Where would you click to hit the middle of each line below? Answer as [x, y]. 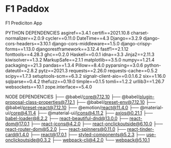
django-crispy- [136, 43]
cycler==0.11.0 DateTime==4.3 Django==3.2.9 [93, 38]
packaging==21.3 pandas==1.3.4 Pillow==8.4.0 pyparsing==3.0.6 [74, 65]
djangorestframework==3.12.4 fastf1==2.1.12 [82, 49]
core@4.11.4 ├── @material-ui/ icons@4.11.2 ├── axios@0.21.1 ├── [82, 113]
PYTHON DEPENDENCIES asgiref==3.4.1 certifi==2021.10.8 [68, 33]
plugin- [147, 97]
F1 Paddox [27, 9]
